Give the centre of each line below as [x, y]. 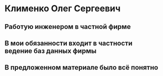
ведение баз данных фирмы [50, 51]
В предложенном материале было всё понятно [81, 67]
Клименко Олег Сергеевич [63, 9]
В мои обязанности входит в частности [68, 43]
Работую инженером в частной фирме [68, 27]
